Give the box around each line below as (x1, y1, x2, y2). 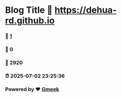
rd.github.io (5, 15, 55, 26)
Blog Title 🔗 (5, 4, 53, 16)
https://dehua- (54, 4, 117, 16)
